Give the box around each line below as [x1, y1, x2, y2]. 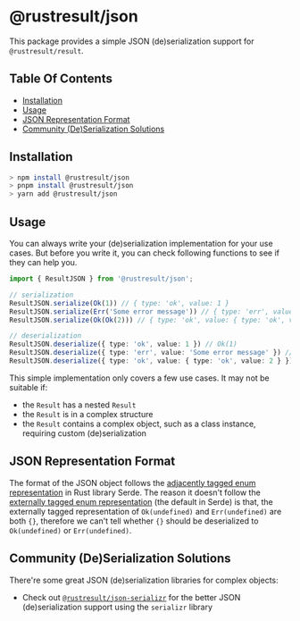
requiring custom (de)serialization [21, 427, 147, 439]
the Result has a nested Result [21, 399, 137, 410]
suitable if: [9, 382, 48, 392]
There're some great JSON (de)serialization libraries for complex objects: [9, 575, 279, 585]
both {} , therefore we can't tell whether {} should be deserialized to [9, 516, 259, 526]
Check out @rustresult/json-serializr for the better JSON [21, 592, 241, 602]
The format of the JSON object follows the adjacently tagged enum [9, 477, 256, 488]
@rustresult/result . [9, 45, 84, 55]
